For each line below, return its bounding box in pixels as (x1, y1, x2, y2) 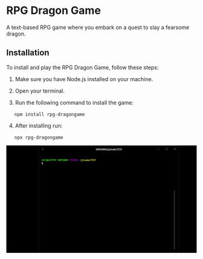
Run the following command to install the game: (14, 99, 134, 106)
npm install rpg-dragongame (14, 111, 85, 117)
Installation (6, 48, 50, 58)
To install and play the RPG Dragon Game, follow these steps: (6, 64, 159, 71)
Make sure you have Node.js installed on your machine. (14, 75, 153, 82)
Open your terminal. (14, 87, 65, 94)
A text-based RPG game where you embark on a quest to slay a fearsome (6, 24, 190, 31)
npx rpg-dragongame (14, 134, 63, 140)
